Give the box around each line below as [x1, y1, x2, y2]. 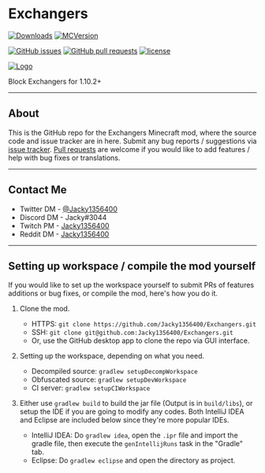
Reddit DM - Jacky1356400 [19, 229, 110, 239]
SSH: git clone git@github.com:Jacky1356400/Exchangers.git [31, 328, 234, 337]
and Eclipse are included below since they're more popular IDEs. [19, 415, 230, 425]
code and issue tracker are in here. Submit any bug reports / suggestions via [8, 136, 257, 146]
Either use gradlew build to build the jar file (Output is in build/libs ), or [19, 399, 253, 408]
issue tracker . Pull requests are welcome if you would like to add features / [8, 144, 250, 154]
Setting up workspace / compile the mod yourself [8, 259, 256, 273]
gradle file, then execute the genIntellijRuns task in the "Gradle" [31, 439, 243, 449]
